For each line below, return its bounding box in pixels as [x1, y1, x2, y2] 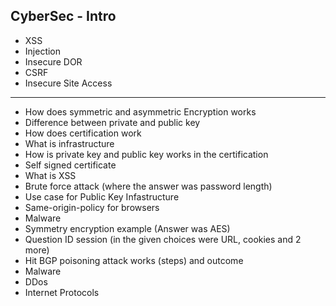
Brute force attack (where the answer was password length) [24, 180, 273, 192]
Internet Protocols [24, 286, 100, 298]
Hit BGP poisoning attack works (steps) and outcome [24, 254, 244, 266]
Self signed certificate [24, 159, 117, 171]
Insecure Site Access [24, 77, 113, 89]
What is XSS [24, 169, 77, 181]
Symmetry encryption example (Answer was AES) [24, 222, 231, 234]
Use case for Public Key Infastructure [24, 190, 180, 203]
